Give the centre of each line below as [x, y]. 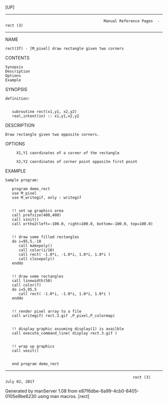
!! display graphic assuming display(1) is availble [68, 329]
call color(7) [26, 285]
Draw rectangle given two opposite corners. [52, 134]
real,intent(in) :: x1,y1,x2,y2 [45, 116]
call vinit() [25, 219]
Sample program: [22, 180]
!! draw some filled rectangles [45, 237]
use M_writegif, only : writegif [46, 197]
